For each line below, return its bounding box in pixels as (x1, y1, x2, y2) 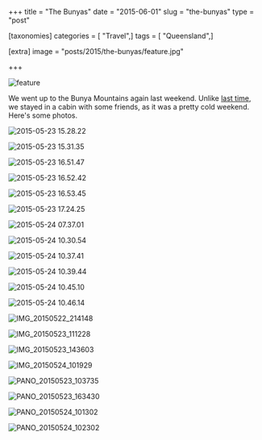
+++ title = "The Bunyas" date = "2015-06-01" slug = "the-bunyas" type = (8, 7, 255, 16)
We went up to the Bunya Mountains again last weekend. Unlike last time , (8, 93, 252, 103)
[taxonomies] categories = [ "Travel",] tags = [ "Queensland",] (8, 31, 214, 40)
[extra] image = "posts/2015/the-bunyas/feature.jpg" (8, 47, 184, 56)
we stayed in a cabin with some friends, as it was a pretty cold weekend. (8, 102, 250, 111)
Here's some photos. (8, 110, 78, 120)
